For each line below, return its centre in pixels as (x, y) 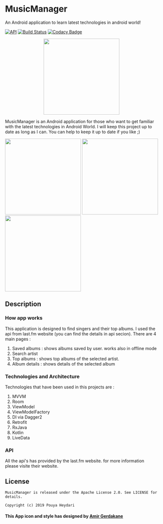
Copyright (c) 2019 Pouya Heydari (40, 506)
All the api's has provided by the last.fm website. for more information (75, 461)
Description (23, 304)
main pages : (18, 339)
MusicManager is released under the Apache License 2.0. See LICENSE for (81, 493)
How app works (24, 318)
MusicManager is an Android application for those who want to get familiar (80, 121)
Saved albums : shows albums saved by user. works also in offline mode (84, 348)
